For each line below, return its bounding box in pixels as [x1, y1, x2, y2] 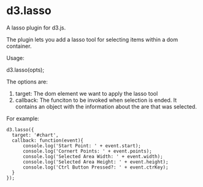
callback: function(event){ [12, 137, 84, 143]
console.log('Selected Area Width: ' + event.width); [22, 153, 164, 159]
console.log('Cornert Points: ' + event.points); [22, 148, 152, 154]
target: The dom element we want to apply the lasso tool [15, 90, 158, 97]
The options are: [6, 78, 48, 85]
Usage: [6, 54, 25, 61]
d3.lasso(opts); [6, 66, 45, 74]
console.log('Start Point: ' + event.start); [22, 142, 141, 149]
